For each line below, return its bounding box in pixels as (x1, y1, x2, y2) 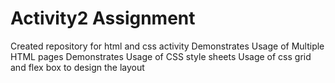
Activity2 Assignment (10, 7, 196, 30)
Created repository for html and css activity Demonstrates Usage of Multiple (10, 40, 325, 52)
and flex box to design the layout (10, 61, 145, 73)
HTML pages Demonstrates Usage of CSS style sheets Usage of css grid (10, 50, 312, 62)
